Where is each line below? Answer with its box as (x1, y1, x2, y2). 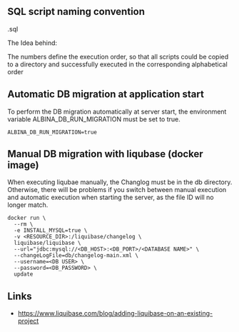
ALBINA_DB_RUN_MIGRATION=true (7, 129, 98, 136)
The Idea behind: (7, 39, 58, 47)
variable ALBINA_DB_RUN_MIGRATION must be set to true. (7, 114, 180, 124)
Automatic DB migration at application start (7, 89, 205, 101)
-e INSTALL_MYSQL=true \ (14, 227, 88, 234)
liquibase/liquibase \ (14, 239, 81, 247)
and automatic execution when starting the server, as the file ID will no (7, 193, 214, 202)
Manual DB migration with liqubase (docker (7, 148, 203, 160)
